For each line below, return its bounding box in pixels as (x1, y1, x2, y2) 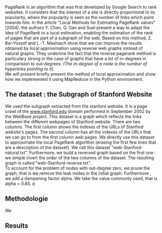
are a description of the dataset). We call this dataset (5, 144, 111, 150)
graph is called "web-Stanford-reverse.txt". (5, 160, 91, 166)
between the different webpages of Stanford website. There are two (5, 118, 141, 124)
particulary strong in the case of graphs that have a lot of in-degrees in (5, 56, 147, 61)
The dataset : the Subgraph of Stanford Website (5, 90, 152, 99)
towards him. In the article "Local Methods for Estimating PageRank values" (5, 19, 156, 25)
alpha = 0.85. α (5, 181, 35, 186)
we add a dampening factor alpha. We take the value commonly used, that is (5, 175, 158, 181)
